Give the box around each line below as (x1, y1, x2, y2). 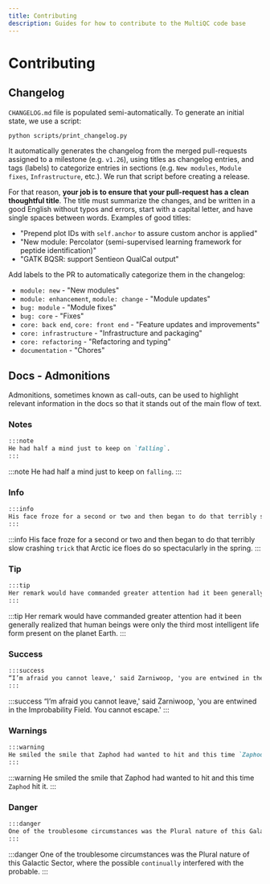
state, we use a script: (8, 116, 82, 126)
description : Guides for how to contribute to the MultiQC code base (8, 19, 247, 27)
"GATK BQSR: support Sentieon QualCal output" (19, 255, 179, 264)
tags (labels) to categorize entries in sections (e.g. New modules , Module (8, 163, 242, 173)
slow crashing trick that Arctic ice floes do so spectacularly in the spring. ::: (8, 543, 261, 553)
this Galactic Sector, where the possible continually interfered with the (8, 857, 244, 867)
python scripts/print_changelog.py (8, 131, 128, 139)
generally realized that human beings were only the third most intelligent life (8, 620, 260, 629)
